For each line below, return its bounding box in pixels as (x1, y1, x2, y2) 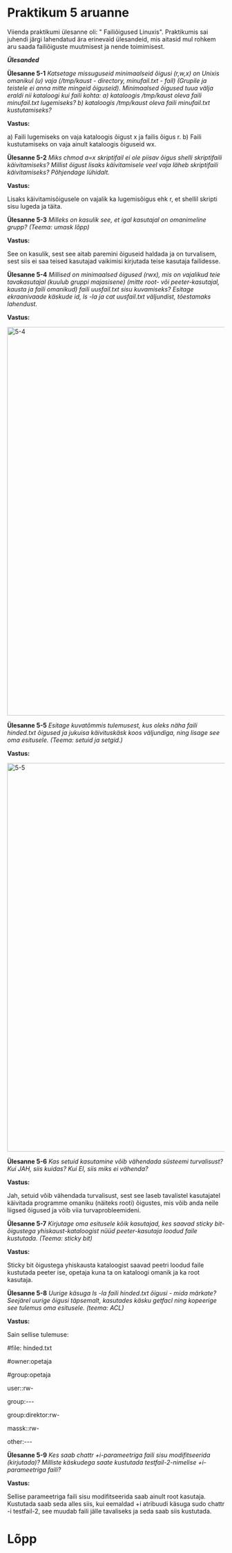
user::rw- (7, 1384, 34, 1392)
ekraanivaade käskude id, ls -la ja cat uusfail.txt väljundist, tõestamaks (7, 292, 211, 301)
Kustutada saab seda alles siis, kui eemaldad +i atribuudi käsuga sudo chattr (7, 1499, 225, 1507)
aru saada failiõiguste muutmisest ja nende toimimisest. (7, 42, 165, 50)
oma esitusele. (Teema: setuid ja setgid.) (7, 736, 123, 744)
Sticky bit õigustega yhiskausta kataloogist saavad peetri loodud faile (7, 1261, 204, 1269)
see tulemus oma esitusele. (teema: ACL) (7, 1304, 124, 1312)
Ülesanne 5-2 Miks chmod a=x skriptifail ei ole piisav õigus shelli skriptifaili (7, 153, 222, 162)
